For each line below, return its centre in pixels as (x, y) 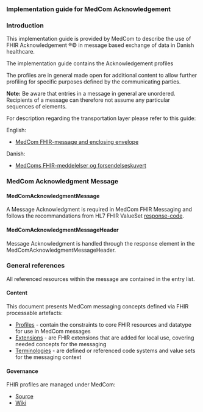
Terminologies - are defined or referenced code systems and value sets (105, 351)
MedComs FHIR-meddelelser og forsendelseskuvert (80, 166)
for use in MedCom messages (53, 332)
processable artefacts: (34, 313)
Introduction (25, 25)
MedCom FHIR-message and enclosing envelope (77, 142)
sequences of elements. (37, 107)
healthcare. (21, 52)
